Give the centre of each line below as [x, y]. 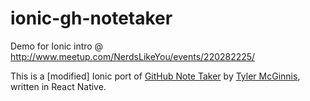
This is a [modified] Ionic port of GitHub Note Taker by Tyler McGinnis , [155, 76]
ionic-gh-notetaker [91, 18]
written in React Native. [58, 86]
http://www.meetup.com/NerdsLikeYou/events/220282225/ [133, 56]
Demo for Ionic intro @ [57, 46]
